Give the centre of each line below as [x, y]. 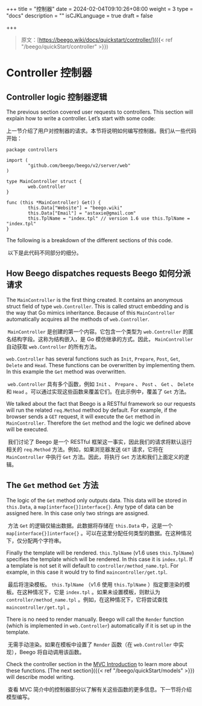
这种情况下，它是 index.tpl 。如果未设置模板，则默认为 [91, 592]
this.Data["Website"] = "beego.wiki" [75, 208]
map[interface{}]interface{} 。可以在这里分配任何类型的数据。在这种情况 [99, 533]
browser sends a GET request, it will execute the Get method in [83, 416]
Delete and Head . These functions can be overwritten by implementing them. [101, 365]
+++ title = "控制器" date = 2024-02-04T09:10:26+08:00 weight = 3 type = [100, 9]
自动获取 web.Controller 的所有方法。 [53, 347]
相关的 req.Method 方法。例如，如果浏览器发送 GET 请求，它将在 [85, 449]
